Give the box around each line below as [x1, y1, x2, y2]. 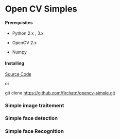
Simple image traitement [5, 102, 65, 108]
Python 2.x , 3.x [12, 31, 44, 36]
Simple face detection [5, 115, 58, 122]
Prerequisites [5, 19, 33, 25]
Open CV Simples [5, 3, 78, 15]
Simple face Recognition [5, 128, 64, 135]
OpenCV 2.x [12, 40, 37, 46]
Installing [5, 60, 24, 66]
